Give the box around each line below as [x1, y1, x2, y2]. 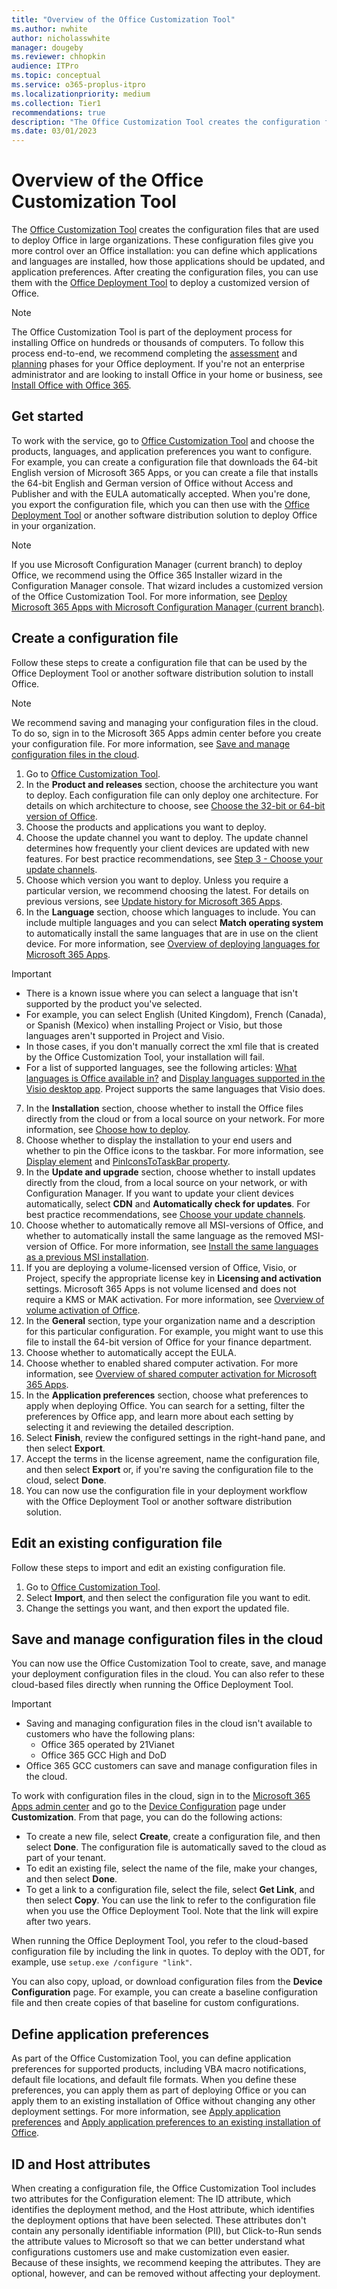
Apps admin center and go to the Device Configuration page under [11, 1801, 287, 1813]
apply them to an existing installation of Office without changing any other [11, 2095, 316, 2107]
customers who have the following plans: [25, 1728, 196, 1740]
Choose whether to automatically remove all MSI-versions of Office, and [25, 1219, 324, 1231]
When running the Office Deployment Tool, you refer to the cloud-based [11, 1935, 309, 1947]
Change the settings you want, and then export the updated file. [25, 1602, 290, 1614]
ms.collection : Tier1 [11, 98, 102, 108]
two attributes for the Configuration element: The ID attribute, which [11, 2192, 292, 2205]
